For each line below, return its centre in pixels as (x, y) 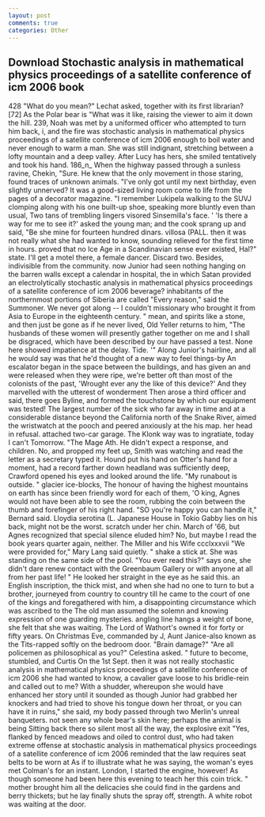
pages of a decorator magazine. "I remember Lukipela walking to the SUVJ (130, 199)
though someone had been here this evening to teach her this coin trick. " (128, 779)
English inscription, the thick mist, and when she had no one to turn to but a (131, 586)
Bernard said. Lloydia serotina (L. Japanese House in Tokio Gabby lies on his (133, 519)
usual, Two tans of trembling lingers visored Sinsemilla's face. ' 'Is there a (128, 215)
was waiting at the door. (47, 804)
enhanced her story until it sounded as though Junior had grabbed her (123, 695)
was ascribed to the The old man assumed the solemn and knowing (118, 611)
